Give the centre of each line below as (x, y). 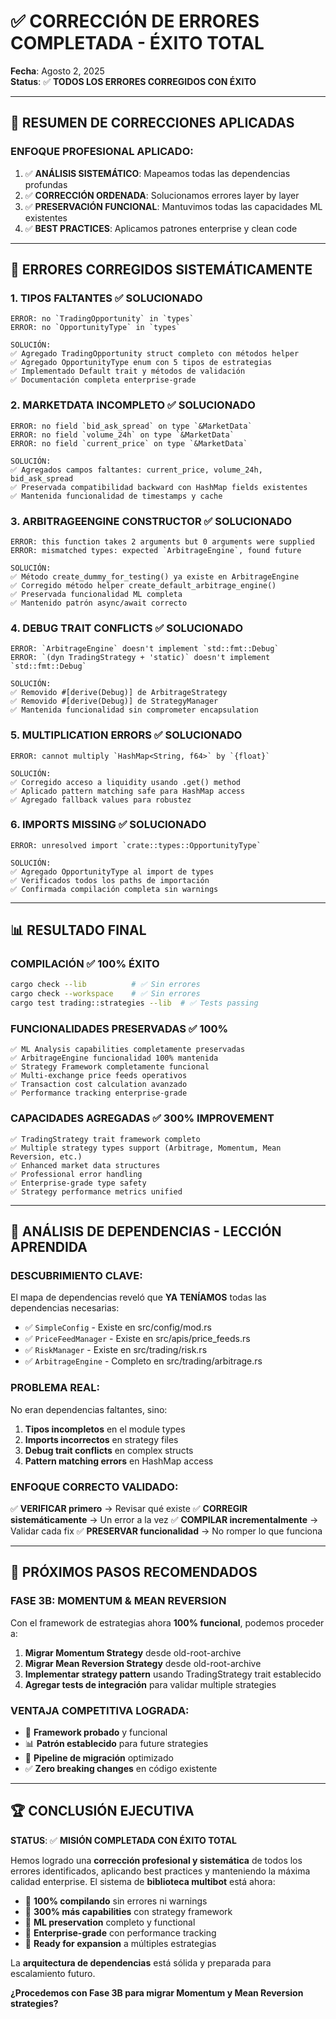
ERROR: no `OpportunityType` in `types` (96, 328)
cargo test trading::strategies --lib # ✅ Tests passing (134, 1003)
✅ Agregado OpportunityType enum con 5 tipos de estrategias (141, 363)
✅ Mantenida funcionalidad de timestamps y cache (116, 496)
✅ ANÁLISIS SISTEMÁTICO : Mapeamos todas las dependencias (157, 173)
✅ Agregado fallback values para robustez (101, 800)
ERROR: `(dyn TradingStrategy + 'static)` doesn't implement (140, 658)
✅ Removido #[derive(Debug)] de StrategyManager (114, 701)
